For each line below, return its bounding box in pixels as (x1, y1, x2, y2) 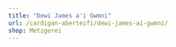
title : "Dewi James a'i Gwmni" (8, 11, 112, 20)
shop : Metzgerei (8, 26, 62, 34)
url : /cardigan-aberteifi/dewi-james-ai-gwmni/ (8, 19, 169, 27)
